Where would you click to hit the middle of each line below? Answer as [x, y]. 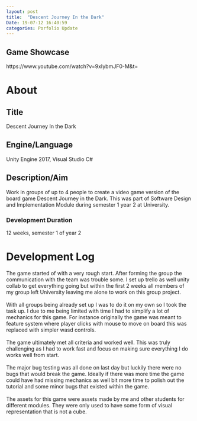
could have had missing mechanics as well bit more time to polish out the [95, 380]
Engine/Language [39, 145]
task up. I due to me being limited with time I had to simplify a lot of [88, 311]
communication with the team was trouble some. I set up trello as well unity [98, 279]
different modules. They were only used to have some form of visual [89, 405]
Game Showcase [38, 52]
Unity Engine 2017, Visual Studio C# [50, 159]
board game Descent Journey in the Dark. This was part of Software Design [98, 198]
